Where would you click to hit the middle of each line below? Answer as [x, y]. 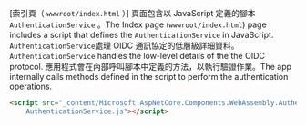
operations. [31, 86]
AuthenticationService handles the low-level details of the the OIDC [138, 56]
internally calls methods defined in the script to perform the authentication [149, 77]
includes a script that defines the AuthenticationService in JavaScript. [142, 35]
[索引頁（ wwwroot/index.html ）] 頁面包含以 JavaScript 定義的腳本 [133, 13]
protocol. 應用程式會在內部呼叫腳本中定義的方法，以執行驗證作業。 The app [151, 67]
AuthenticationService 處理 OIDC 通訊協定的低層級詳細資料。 [124, 45]
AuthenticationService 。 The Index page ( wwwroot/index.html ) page [138, 24]
